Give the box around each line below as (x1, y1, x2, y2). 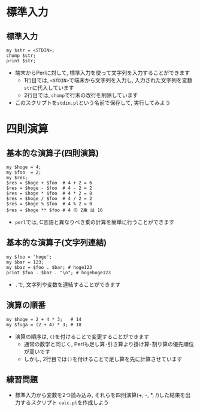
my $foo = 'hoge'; (6, 254, 52, 260)
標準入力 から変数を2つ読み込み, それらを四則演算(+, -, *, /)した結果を (14, 392, 186, 399)
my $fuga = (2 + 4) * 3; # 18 (6, 322, 82, 328)
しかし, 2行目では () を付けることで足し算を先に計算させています (23, 355, 183, 362)
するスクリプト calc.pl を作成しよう (20, 399, 109, 406)
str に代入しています (23, 84, 74, 91)
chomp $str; (6, 53, 36, 59)
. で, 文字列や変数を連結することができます (14, 281, 121, 288)
